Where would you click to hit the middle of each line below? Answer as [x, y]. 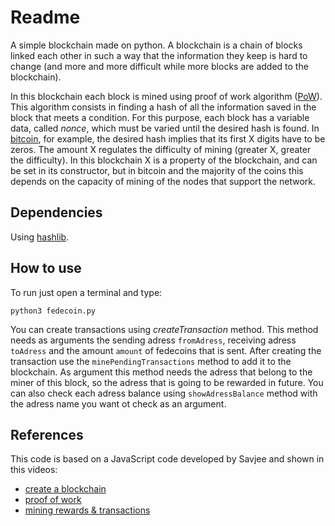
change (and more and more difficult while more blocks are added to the [159, 66]
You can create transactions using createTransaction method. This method [164, 329]
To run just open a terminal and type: [86, 292]
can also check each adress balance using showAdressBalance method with [164, 393]
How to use [46, 268]
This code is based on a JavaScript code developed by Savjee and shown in [167, 459]
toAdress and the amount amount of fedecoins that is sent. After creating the [166, 350]
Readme [45, 17]
